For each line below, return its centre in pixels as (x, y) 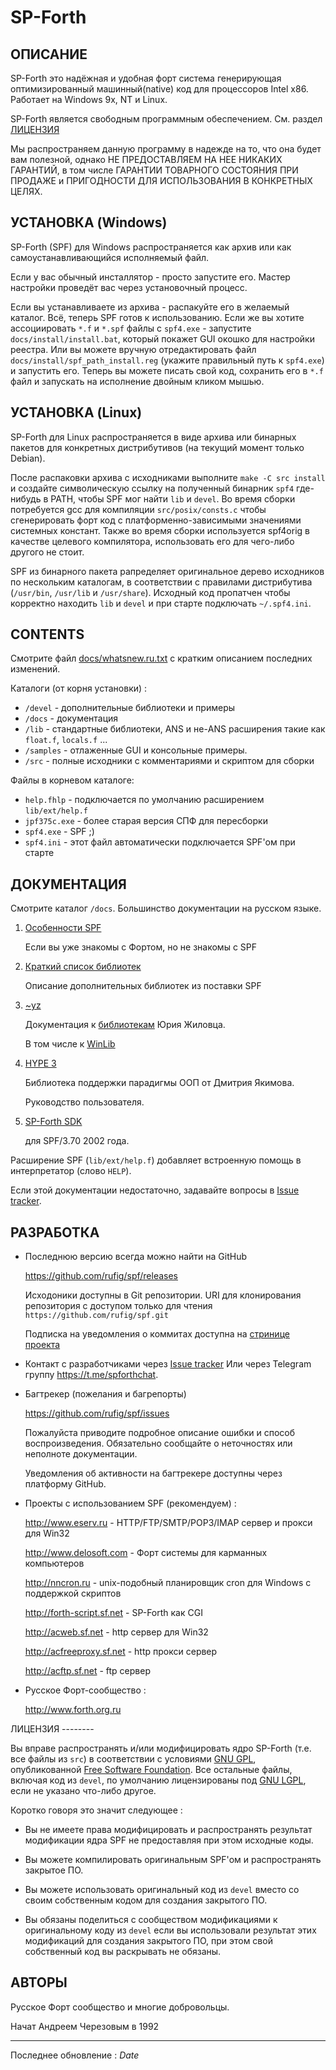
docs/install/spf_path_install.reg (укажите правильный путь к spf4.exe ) (167, 360)
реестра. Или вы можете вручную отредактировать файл (133, 349)
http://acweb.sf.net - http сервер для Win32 (116, 1632)
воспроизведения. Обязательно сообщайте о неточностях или (158, 1443)
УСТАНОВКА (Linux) (76, 412)
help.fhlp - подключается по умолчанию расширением (144, 800)
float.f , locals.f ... (66, 740)
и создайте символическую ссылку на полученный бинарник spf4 (152, 488)
